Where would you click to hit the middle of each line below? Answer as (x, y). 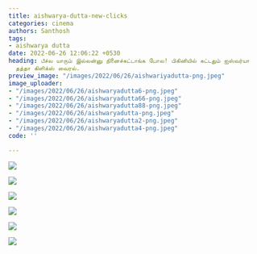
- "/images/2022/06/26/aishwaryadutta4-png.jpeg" (93, 128)
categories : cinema (41, 23)
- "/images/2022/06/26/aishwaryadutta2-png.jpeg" (93, 121)
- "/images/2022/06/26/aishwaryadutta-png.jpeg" (91, 114)
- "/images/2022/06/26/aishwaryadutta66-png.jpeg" (95, 98)
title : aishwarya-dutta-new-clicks (68, 16)
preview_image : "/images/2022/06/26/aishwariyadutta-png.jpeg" (117, 76)
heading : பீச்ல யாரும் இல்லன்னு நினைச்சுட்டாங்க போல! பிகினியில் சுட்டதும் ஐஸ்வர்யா (129, 61)
